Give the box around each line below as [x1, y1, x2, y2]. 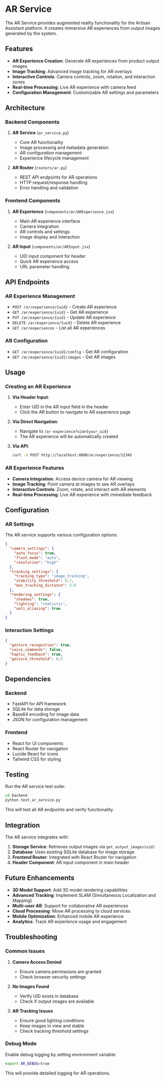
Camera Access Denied [12, 959, 62, 965]
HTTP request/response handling [19, 180, 88, 186]
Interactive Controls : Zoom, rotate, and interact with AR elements [12, 486, 147, 492]
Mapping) [12, 897, 32, 903]
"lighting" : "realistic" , [14, 601, 68, 606]
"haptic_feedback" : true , [9, 652, 63, 657]
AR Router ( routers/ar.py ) [12, 165, 67, 171]
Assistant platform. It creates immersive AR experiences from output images [5, 25, 161, 31]
